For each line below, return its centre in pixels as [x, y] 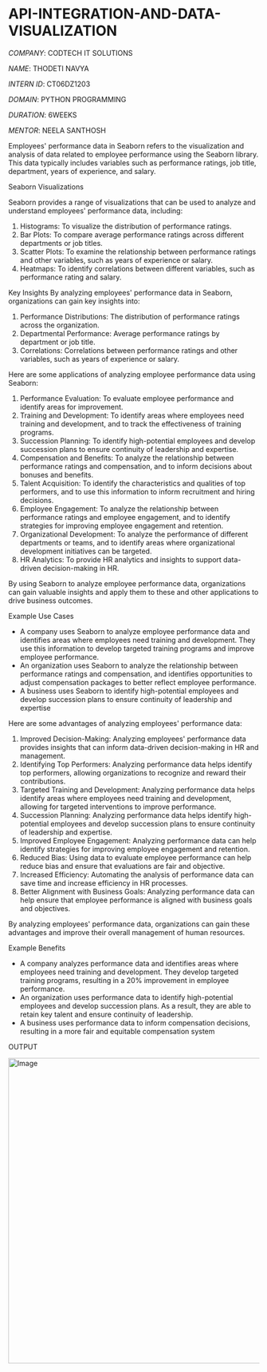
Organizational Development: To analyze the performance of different [134, 534]
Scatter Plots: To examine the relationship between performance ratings [138, 252]
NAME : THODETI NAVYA [49, 68]
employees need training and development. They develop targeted [129, 972]
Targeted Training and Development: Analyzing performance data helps [137, 789]
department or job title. [57, 342]
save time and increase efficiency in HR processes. [104, 882]
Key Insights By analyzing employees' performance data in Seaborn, [120, 292]
